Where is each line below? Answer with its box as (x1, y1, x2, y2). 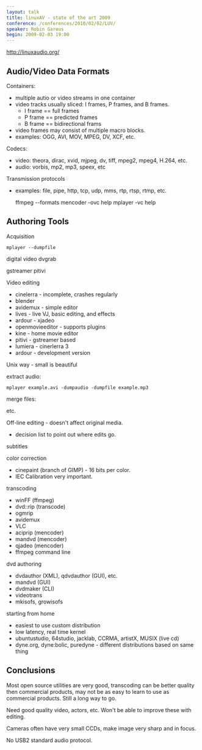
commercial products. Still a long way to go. (6, 694, 117, 702)
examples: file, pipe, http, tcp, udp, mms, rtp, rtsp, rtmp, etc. (15, 187, 167, 194)
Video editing (6, 279, 40, 286)
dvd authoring (6, 560, 41, 567)
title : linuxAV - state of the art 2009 (6, 15, 111, 21)
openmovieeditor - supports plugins (15, 323, 106, 330)
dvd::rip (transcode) (15, 503, 66, 510)
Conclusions (6, 665, 56, 675)
